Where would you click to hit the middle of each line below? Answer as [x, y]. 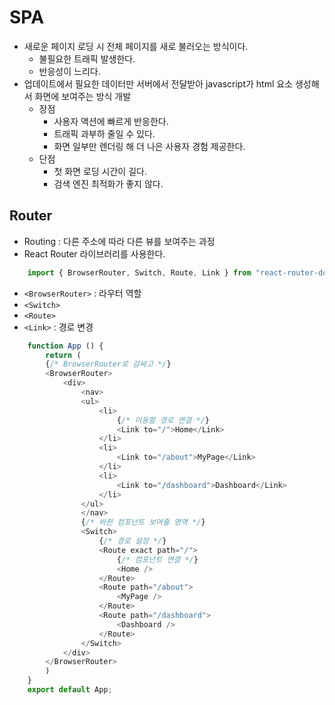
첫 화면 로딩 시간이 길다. [100, 171]
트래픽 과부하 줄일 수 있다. [104, 133]
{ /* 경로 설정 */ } [132, 541]
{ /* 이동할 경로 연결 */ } [163, 420]
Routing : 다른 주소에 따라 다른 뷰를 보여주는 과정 [119, 241]
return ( [63, 355]
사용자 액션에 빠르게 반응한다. [111, 121]
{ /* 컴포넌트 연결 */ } [157, 559]
